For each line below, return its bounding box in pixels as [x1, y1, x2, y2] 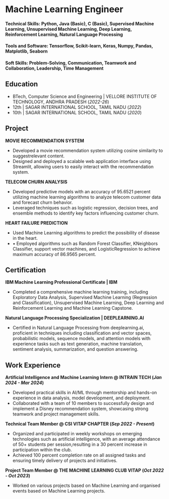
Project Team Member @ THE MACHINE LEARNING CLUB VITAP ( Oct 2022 [5, 467, 164, 474]
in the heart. [12, 235, 38, 241]
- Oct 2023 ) [5, 473, 30, 479]
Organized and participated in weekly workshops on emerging [12, 431, 142, 437]
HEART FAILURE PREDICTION [5, 220, 68, 226]
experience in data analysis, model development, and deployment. [12, 395, 151, 401]
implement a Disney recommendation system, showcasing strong [12, 406, 149, 412]
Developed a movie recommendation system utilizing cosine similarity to [12, 147, 163, 153]
